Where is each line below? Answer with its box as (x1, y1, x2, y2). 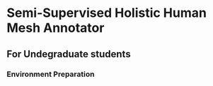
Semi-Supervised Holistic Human (6, 5, 207, 21)
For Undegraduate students (6, 48, 132, 60)
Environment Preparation (6, 69, 95, 79)
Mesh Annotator (6, 20, 105, 36)
